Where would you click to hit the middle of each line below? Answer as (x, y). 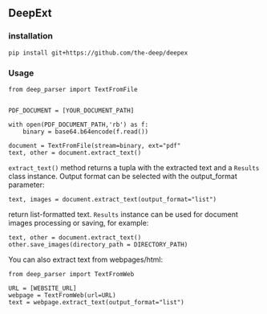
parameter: (27, 185)
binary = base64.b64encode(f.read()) (86, 132)
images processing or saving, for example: (79, 222)
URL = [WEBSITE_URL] (43, 288)
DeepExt (30, 13)
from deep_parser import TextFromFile (73, 89)
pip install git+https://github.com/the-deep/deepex (98, 53)
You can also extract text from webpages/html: (85, 259)
